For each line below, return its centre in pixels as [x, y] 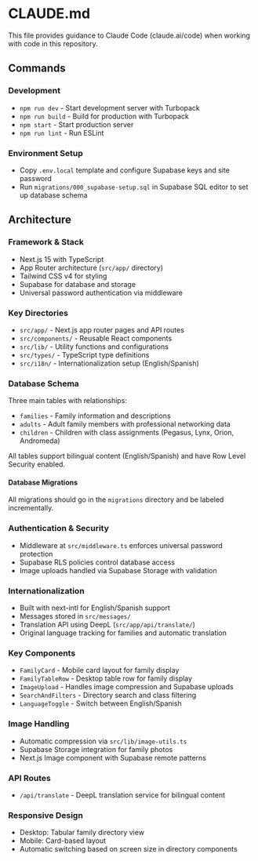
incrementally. [31, 508]
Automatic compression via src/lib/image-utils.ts [103, 741]
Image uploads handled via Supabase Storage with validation [118, 570]
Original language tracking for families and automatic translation [123, 633]
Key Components [42, 653]
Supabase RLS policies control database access [97, 562]
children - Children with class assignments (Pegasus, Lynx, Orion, [127, 433]
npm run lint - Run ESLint [62, 133]
